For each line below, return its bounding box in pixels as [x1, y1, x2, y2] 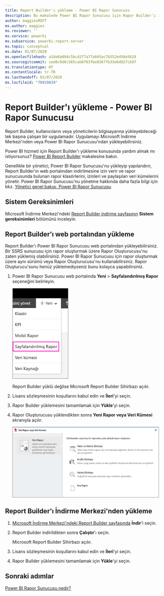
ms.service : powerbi [5, 34, 47, 39]
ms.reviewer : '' [5, 28, 38, 34]
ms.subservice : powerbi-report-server [5, 39, 84, 44]
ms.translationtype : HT [5, 65, 54, 69]
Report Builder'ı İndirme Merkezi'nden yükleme [5, 507, 152, 515]
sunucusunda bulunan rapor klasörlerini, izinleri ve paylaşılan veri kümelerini [5, 173, 159, 179]
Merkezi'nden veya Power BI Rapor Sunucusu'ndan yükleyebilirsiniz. [5, 138, 143, 144]
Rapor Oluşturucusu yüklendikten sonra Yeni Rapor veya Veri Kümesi [12, 412, 153, 418]
